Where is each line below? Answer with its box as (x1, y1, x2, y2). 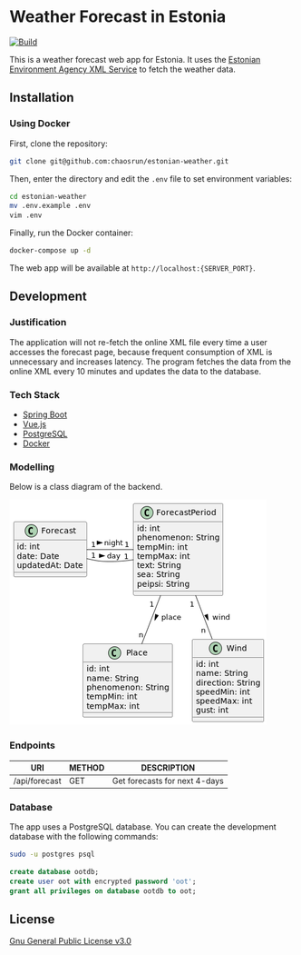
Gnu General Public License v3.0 (9, 936, 131, 947)
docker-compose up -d (9, 246, 92, 255)
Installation (9, 90, 74, 105)
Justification (9, 316, 67, 329)
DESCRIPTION (141, 762, 196, 773)
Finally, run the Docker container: (9, 227, 134, 238)
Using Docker (9, 117, 71, 130)
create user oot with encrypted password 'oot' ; (9, 877, 197, 886)
